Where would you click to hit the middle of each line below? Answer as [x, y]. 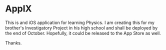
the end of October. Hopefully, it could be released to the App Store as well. [83, 33]
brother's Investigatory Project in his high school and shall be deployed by [81, 27]
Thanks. [13, 42]
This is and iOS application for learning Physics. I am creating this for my [80, 22]
